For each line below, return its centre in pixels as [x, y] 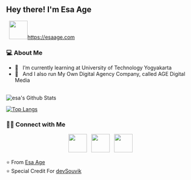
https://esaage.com [51, 37]
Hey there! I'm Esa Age [49, 10]
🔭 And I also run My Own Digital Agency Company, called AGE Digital [100, 74]
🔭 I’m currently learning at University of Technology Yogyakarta [93, 68]
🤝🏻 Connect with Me [36, 125]
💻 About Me [24, 52]
